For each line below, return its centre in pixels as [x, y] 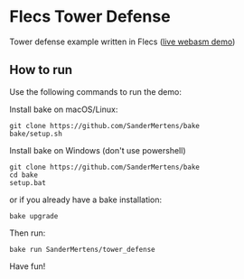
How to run [41, 70]
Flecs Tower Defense [90, 17]
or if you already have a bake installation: [86, 200]
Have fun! [28, 266]
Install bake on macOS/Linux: [64, 109]
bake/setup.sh [36, 134]
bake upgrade [34, 216]
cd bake [24, 175]
